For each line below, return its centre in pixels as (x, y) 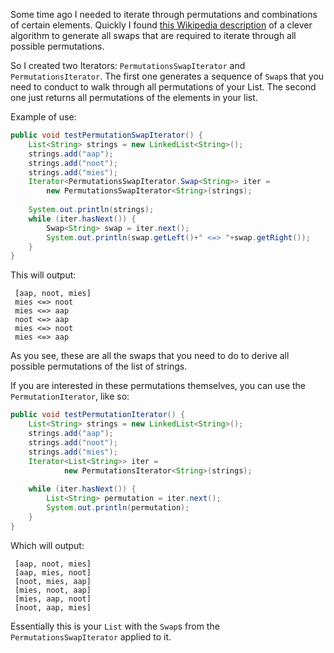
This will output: (43, 275)
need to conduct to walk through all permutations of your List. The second (163, 87)
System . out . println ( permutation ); (118, 508)
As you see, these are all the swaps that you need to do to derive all (150, 356)
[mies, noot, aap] (53, 590)
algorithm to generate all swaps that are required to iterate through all (153, 35)
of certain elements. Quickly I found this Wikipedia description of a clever (161, 25)
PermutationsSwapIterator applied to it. (91, 636)
